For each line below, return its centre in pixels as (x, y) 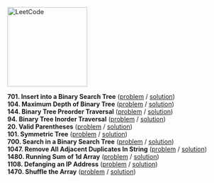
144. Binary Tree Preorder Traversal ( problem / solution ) (90, 112)
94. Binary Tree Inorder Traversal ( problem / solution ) (87, 119)
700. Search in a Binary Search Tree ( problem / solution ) (91, 142)
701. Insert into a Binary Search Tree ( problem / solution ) (91, 96)
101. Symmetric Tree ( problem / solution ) (67, 134)
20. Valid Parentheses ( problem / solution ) (70, 126)
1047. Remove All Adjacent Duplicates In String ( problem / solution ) (107, 149)
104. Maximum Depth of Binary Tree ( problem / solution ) (91, 104)
